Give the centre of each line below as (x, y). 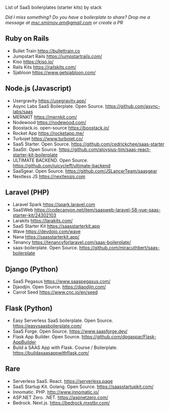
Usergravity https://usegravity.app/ (49, 101)
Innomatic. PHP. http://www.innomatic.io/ (56, 392)
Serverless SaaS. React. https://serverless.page (63, 381)
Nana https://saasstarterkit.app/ (46, 237)
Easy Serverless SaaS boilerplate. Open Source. (63, 320)
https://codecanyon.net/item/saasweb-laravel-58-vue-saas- (97, 210)
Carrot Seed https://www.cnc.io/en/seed (55, 292)
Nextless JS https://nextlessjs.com (49, 176)
